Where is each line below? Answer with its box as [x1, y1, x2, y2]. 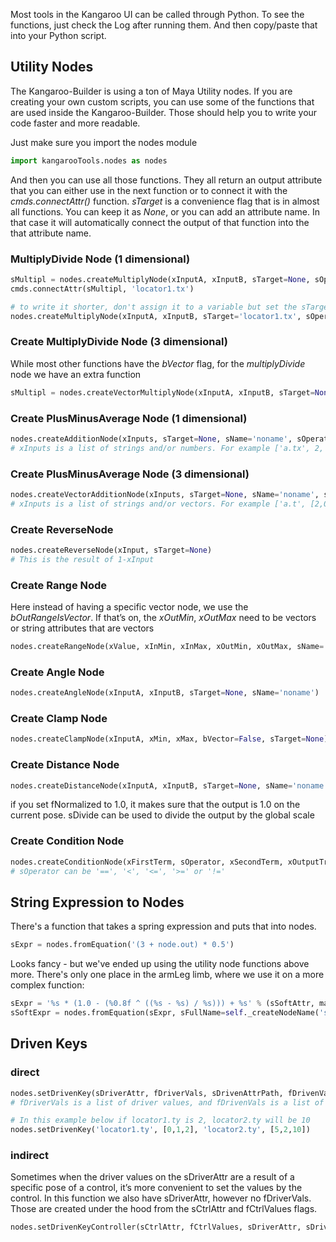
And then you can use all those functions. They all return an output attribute [10, 174, 323, 186]
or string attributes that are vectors [10, 622, 155, 634]
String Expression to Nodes [10, 894, 185, 911]
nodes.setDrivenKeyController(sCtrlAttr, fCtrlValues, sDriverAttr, [10, 1222, 302, 1233]
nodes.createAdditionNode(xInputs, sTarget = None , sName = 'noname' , [10, 434, 293, 444]
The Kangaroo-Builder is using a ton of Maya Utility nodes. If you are [10, 85, 293, 97]
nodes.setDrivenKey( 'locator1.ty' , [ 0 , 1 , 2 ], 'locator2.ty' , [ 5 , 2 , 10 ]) [10, 1125, 311, 1135]
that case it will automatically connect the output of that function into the [10, 216, 310, 228]
